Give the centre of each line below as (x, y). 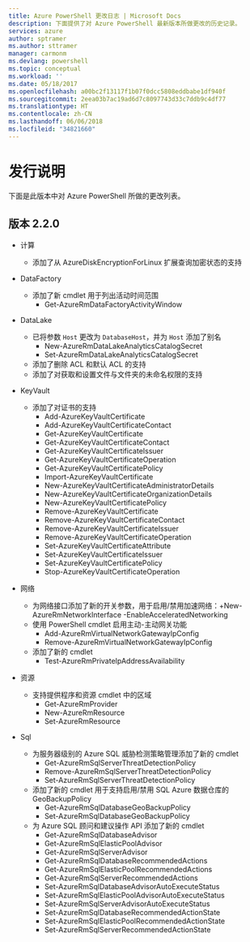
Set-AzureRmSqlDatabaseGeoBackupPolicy (117, 815)
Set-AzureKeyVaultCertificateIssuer (104, 554)
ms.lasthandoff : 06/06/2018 (56, 122)
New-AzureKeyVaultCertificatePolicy (106, 502)
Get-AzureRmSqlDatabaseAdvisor (101, 834)
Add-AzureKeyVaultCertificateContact (108, 425)
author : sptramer (38, 39)
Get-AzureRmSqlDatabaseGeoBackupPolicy (118, 807)
